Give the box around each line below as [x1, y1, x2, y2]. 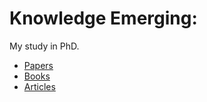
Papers [23, 59, 54, 71]
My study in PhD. [9, 40, 80, 52]
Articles [23, 80, 56, 92]
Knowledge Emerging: [9, 7, 198, 30]
